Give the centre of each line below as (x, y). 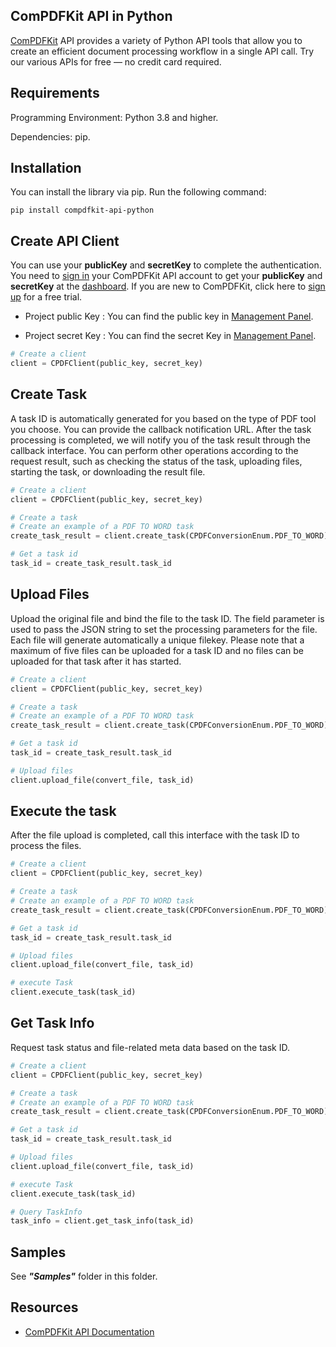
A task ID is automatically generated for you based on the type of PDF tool (163, 418)
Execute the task (63, 811)
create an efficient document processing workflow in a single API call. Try (162, 51)
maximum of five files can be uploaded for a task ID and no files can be (157, 650)
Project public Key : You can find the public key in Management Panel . (169, 316)
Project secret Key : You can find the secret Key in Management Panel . (170, 336)
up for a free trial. (46, 297)
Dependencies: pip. (50, 136)
